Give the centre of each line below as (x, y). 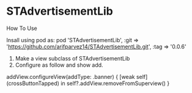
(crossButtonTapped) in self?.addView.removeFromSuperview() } (88, 83)
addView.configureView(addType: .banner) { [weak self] (77, 76)
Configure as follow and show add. (59, 65)
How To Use (22, 28)
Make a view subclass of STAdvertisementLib (72, 58)
